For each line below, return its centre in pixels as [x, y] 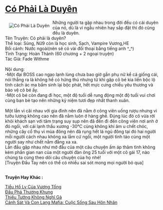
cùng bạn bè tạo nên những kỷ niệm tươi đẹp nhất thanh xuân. [67, 100]
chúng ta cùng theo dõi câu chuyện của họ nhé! [53, 157]
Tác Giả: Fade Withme [27, 59]
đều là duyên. [66, 33]
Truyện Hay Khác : [24, 177]
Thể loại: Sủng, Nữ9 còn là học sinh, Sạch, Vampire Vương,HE [67, 43]
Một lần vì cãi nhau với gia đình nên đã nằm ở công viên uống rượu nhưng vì [81, 110]
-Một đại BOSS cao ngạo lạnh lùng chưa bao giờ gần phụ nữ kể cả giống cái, [82, 74]
